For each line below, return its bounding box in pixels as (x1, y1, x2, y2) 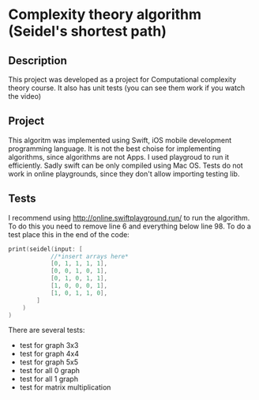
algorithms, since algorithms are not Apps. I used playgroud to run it (8, 152, 230, 161)
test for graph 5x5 (19, 357, 79, 367)
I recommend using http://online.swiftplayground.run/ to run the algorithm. (8, 213, 250, 222)
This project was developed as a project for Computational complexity (8, 75, 237, 84)
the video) (8, 92, 42, 100)
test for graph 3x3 (19, 341, 79, 350)
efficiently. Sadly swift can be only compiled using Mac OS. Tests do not (8, 160, 243, 170)
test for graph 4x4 (19, 349, 79, 359)
